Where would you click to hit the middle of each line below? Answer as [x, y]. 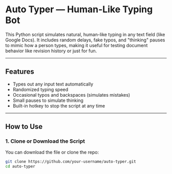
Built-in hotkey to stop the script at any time [59, 105]
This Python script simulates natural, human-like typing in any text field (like [85, 34]
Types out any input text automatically [53, 84]
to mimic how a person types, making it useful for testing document [77, 45]
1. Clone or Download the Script [45, 141]
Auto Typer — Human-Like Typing [79, 9]
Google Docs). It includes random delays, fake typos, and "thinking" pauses [85, 40]
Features [20, 72]
